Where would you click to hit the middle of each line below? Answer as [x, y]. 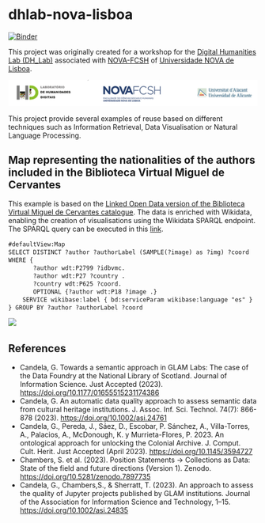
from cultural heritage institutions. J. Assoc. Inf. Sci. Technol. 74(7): [129, 410]
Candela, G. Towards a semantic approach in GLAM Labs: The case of [134, 368]
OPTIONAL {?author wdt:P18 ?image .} [95, 292]
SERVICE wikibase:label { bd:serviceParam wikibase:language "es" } [138, 300]
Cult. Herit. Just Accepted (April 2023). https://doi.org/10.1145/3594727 [136, 452]
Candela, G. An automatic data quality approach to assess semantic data [138, 401]
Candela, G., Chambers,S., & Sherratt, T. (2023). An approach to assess [136, 485]
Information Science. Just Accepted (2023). [91, 385]
